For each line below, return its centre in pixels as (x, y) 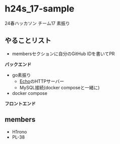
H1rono (19, 131)
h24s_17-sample (40, 9)
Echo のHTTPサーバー (42, 81)
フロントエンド (20, 103)
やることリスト (28, 41)
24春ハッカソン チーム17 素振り (37, 23)
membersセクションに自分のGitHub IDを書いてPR (63, 54)
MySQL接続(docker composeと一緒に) (59, 87)
